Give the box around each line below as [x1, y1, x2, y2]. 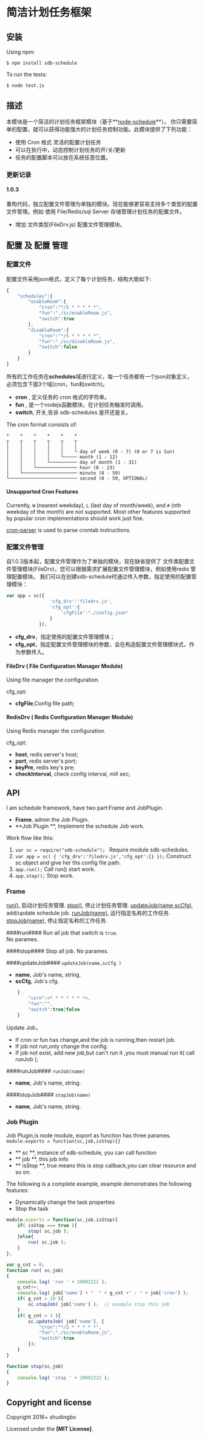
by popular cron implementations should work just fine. [6, 514, 144, 522]
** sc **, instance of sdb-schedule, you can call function [15, 1148, 157, 1156]
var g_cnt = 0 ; [6, 1261, 45, 1268]
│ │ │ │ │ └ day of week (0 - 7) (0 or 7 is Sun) [6, 449, 175, 455]
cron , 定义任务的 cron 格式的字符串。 [15, 393, 110, 400]
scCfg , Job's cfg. [15, 978, 59, 985]
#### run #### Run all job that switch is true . [6, 929, 118, 936]
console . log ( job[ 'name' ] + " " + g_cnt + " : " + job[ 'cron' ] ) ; [17, 1290, 189, 1296]
